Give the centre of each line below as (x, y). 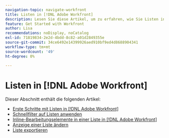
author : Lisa (19, 28)
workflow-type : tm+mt (28, 47)
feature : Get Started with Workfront (45, 24)
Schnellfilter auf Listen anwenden (47, 114)
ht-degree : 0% (20, 56)
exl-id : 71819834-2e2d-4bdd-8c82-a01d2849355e (55, 38)
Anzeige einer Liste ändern (40, 125)
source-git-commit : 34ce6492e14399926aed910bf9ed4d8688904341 (72, 42)
